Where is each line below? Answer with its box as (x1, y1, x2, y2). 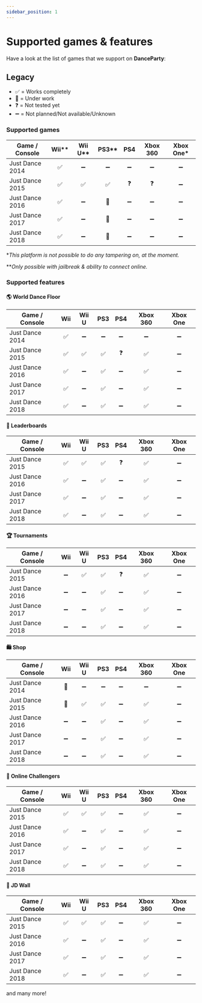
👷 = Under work (14, 95, 55, 102)
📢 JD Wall (6, 882, 31, 889)
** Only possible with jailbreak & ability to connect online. (6, 263, 148, 270)
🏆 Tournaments (6, 531, 48, 539)
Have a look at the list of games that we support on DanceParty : (6, 55, 166, 62)
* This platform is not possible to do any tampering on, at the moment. (6, 251, 180, 258)
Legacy (6, 72, 35, 82)
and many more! (6, 989, 47, 997)
